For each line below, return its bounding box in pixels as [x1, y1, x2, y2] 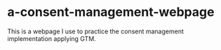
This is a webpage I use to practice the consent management [7, 27, 185, 35]
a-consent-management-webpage [7, 4, 215, 20]
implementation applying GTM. [7, 34, 96, 42]
